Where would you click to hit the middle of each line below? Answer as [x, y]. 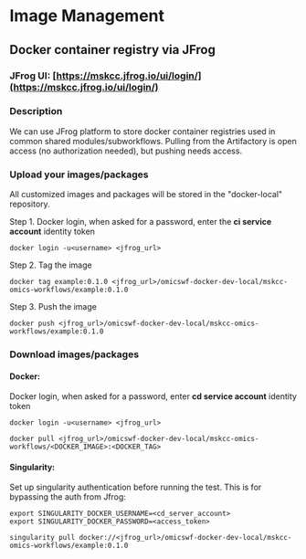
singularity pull [42, 538]
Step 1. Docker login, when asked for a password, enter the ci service [141, 222]
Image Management [87, 16]
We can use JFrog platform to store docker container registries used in [142, 131]
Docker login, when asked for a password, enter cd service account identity [153, 396]
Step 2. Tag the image [51, 265]
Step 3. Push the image [53, 307]
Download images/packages [74, 354]
